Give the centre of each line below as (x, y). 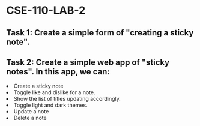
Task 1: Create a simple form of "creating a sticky (100, 33)
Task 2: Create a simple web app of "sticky (88, 62)
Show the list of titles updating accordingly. (68, 99)
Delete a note (30, 118)
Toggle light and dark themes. (51, 105)
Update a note (32, 112)
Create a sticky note (39, 86)
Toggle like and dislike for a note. (55, 92)
